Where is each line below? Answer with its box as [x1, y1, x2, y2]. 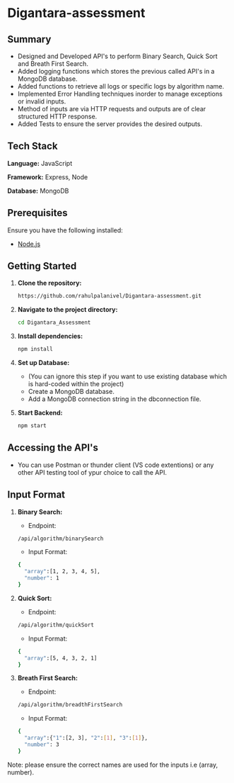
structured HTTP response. [17, 112, 98, 120]
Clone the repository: [17, 278, 82, 288]
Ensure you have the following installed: [7, 225, 124, 235]
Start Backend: [17, 409, 63, 417]
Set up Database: [17, 359, 70, 367]
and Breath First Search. [17, 60, 88, 68]
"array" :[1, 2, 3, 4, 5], [24, 568, 100, 575]
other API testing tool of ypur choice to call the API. [17, 468, 168, 476]
